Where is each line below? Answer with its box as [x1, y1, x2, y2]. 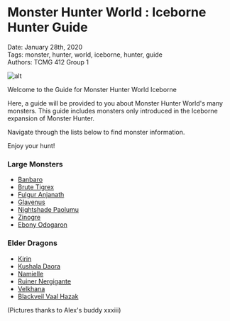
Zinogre [17, 213, 41, 222]
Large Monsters [7, 159, 63, 169]
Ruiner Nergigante [17, 277, 72, 286]
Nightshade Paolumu [17, 205, 80, 214]
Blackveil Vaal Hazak [17, 292, 79, 300]
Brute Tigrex [17, 183, 55, 191]
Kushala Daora [17, 261, 61, 270]
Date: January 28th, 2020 [7, 43, 83, 51]
